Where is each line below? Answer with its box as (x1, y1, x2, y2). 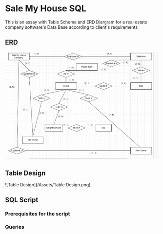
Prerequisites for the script (5, 211, 70, 217)
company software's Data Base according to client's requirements (5, 24, 138, 30)
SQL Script (5, 196, 39, 204)
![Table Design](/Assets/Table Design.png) (5, 181, 91, 188)
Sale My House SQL (5, 3, 86, 14)
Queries (5, 224, 24, 231)
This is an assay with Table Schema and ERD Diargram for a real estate (5, 19, 147, 25)
